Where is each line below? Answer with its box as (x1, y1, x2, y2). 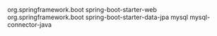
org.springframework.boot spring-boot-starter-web (7, 6, 158, 13)
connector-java (7, 20, 52, 29)
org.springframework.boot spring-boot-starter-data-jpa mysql (7, 13, 189, 21)
